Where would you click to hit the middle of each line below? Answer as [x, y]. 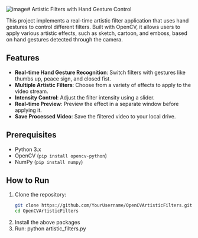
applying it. [28, 110]
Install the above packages [47, 223]
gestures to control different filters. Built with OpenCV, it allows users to [93, 27]
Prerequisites [31, 135]
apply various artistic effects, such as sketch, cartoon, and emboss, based [97, 33]
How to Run [28, 181]
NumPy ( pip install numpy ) [49, 162]
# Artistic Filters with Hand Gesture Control [79, 9]
